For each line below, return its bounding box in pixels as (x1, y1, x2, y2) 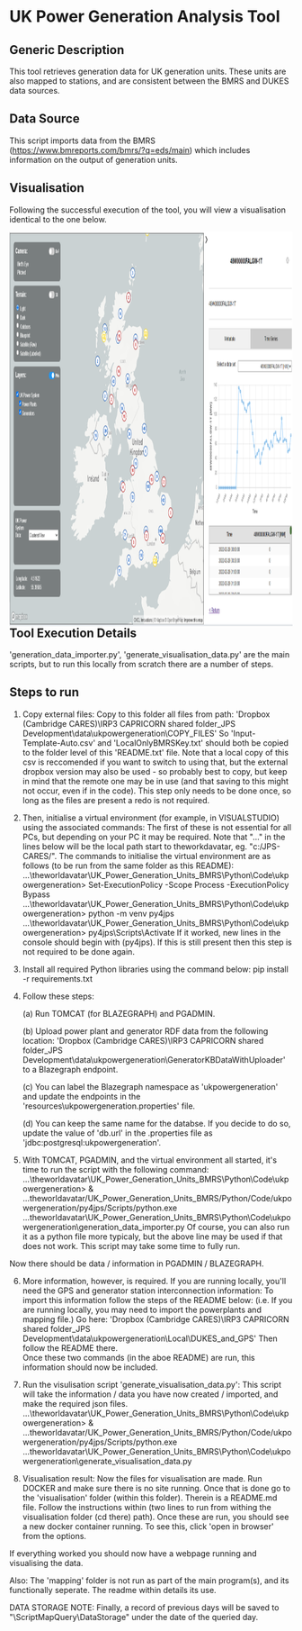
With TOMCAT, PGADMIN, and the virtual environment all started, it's (22, 1155, 277, 1165)
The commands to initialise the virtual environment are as (58, 850, 271, 861)
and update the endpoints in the (22, 1091, 141, 1101)
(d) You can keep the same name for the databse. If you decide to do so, (22, 1118, 291, 1128)
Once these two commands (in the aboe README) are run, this (22, 1352, 255, 1363)
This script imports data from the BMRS (9, 135, 155, 146)
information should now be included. (22, 1362, 159, 1373)
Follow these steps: (22, 991, 94, 1001)
